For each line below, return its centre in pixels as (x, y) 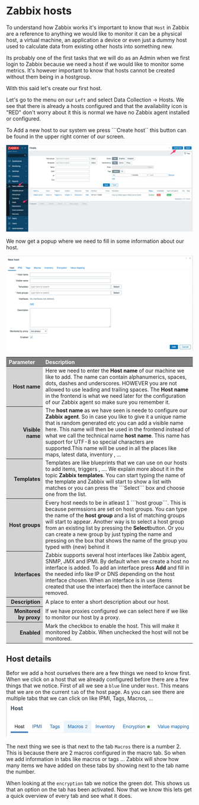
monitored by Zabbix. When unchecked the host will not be (117, 632)
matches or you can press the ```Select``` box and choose (115, 488)
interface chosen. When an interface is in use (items (109, 580)
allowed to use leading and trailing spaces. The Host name (117, 389)
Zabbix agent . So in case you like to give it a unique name (116, 417)
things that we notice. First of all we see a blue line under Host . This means (97, 686)
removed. (57, 592)
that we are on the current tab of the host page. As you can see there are (95, 692)
